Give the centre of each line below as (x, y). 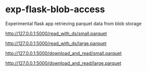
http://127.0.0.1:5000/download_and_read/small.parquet (64, 53)
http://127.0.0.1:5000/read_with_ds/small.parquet (56, 33)
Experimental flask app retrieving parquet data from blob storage (73, 23)
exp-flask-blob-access (55, 9)
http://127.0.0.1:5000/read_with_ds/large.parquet (56, 43)
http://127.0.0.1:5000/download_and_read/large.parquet (63, 63)
